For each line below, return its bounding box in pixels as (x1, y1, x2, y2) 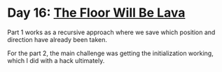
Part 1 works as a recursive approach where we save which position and (7, 28, 216, 36)
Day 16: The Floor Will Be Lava (7, 5, 186, 21)
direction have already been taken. (7, 35, 107, 43)
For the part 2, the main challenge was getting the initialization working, (7, 49, 214, 57)
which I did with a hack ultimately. (7, 56, 105, 64)
